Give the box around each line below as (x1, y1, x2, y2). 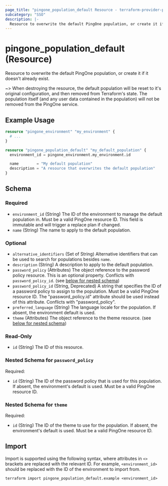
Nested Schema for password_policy (5, 357, 94, 364)
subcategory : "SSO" (5, 12, 46, 17)
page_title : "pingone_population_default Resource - (5, 7, 117, 13)
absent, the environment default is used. (12, 309, 96, 315)
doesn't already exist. (5, 76, 50, 82)
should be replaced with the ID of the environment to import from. (5, 466, 141, 472)
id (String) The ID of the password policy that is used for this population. (12, 378, 162, 384)
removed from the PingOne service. (5, 101, 79, 107)
